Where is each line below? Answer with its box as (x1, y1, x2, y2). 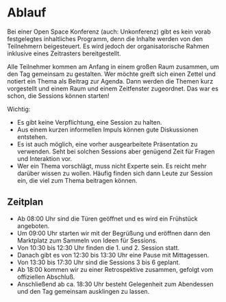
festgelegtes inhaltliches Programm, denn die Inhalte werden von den (7, 34, 203, 42)
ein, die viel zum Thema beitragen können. (16, 176, 138, 184)
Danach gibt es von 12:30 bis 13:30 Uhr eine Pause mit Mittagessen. (16, 251, 210, 259)
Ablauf (7, 5, 47, 21)
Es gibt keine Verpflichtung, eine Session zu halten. (16, 118, 162, 126)
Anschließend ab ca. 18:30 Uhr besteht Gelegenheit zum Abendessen (16, 279, 214, 288)
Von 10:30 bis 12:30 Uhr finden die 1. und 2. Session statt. (16, 243, 180, 251)
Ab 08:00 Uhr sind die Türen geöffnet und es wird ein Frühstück (16, 214, 198, 223)
